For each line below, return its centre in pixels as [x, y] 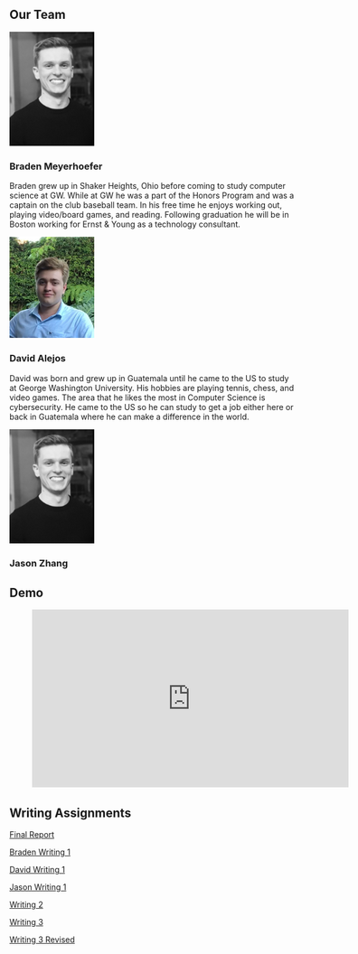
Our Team [38, 15]
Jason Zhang [39, 564]
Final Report [32, 835]
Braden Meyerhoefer [56, 166]
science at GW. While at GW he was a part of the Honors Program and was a [152, 195]
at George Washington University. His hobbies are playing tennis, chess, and [152, 388]
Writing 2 [26, 905]
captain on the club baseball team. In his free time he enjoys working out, [146, 205]
